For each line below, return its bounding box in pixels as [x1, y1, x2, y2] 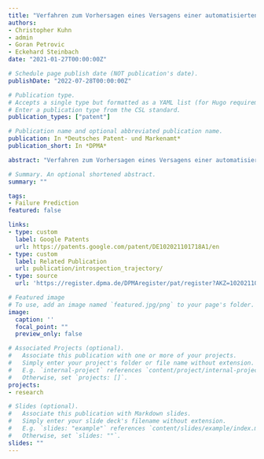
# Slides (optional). [8, 402, 79, 410]
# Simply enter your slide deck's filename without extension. [8, 417, 226, 425]
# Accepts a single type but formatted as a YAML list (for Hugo [8, 98, 226, 106]
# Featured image [8, 294, 65, 302]
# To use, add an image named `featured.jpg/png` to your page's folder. [8, 301, 255, 309]
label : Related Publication [15, 257, 108, 265]
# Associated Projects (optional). [8, 344, 125, 353]
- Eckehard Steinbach [8, 48, 79, 56]
